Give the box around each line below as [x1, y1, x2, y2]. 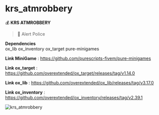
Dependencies [5, 40, 36, 46]
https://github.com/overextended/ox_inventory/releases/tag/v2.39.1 [5, 94, 143, 100]
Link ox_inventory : [5, 89, 46, 95]
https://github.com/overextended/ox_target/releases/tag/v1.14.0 [5, 70, 135, 76]
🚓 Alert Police [17, 31, 46, 37]
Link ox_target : [5, 65, 38, 71]
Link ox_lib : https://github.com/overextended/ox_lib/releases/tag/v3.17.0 [5, 79, 154, 85]
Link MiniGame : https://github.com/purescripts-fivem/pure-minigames [5, 55, 151, 61]
